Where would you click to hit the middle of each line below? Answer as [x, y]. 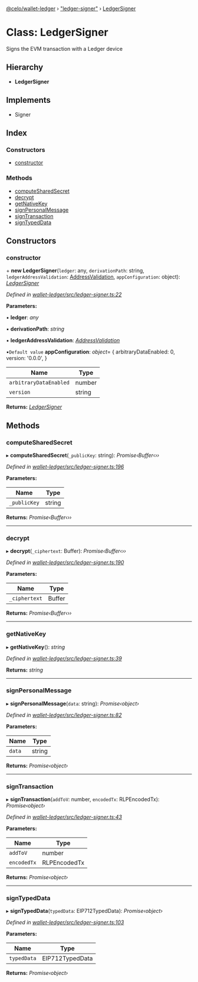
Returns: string [24, 670]
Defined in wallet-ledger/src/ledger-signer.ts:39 [64, 658]
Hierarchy [25, 67]
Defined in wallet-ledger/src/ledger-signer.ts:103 [65, 922]
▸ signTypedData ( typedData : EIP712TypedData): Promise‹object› [85, 911]
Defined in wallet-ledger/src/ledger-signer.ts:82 [64, 715]
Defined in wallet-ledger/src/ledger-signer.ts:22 [64, 294]
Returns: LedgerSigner [34, 407]
